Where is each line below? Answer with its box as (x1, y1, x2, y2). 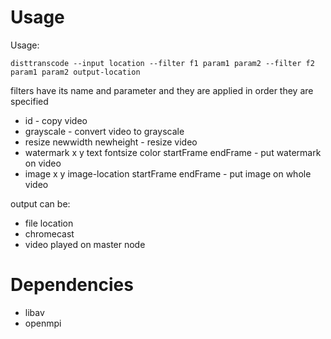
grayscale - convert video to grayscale (24, 125, 185, 137)
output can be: (10, 197, 71, 210)
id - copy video (24, 114, 88, 126)
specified (10, 95, 49, 107)
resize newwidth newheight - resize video (24, 136, 198, 148)
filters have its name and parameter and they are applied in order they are (10, 84, 314, 96)
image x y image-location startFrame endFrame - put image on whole (24, 167, 312, 180)
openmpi (24, 317, 62, 329)
